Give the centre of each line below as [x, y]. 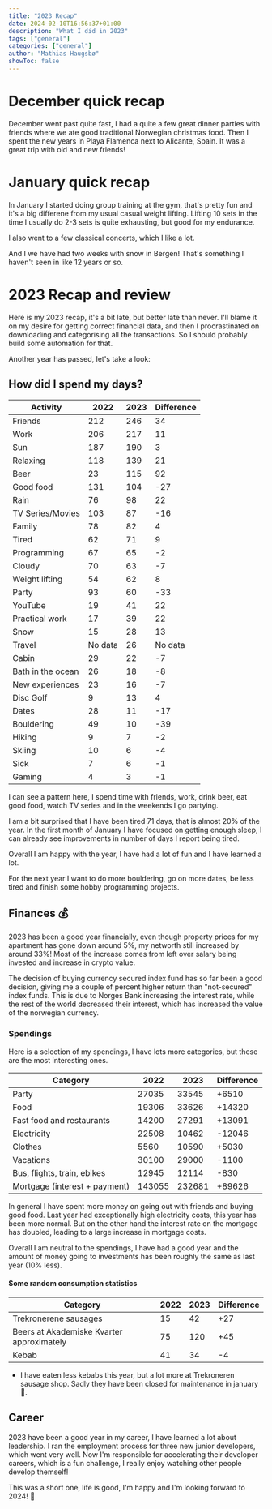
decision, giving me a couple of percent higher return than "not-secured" [130, 987]
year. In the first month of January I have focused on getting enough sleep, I [135, 830]
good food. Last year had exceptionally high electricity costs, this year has [132, 1215]
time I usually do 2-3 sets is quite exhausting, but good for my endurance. [132, 222]
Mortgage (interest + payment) [71, 1186]
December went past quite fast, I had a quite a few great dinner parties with [134, 123]
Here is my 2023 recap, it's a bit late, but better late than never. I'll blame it [133, 317]
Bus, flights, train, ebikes [59, 1172]
